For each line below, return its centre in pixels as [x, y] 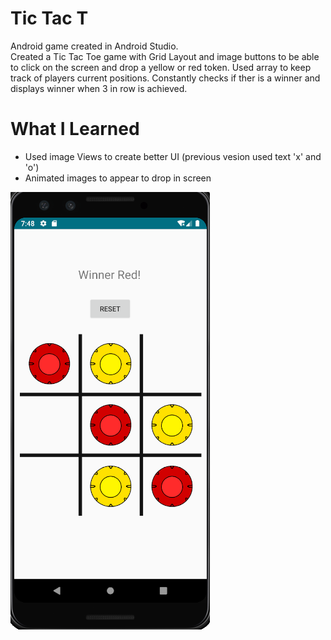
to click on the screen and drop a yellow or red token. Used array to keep [161, 67]
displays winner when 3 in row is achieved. [99, 88]
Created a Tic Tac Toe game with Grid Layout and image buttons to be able [165, 56]
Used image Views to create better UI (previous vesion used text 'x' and [173, 156]
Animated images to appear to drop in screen [118, 178]
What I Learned [75, 129]
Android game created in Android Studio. [94, 46]
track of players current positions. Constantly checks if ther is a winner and [165, 78]
